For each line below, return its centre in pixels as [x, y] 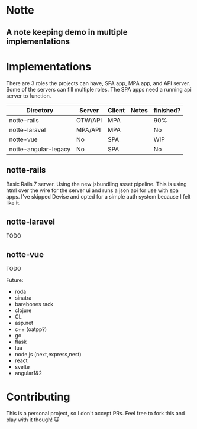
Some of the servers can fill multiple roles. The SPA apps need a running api [99, 89]
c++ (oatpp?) [31, 329]
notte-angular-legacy [40, 149]
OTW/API [89, 120]
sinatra [23, 298]
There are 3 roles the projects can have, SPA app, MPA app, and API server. [98, 83]
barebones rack [34, 304]
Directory [40, 110]
